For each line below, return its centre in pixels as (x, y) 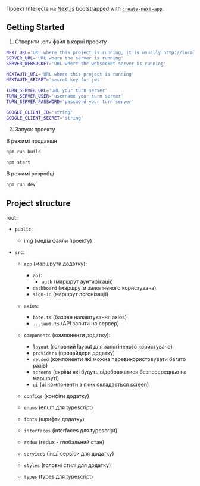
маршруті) (46, 378)
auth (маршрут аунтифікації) (77, 281)
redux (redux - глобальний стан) (64, 442)
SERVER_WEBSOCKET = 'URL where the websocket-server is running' (86, 64)
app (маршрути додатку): (55, 264)
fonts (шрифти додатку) (54, 419)
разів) (40, 366)
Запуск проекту (35, 129)
